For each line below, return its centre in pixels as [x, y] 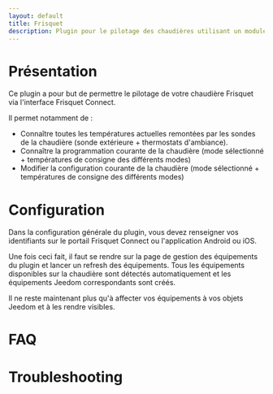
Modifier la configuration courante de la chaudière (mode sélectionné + [140, 168]
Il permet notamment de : [51, 118]
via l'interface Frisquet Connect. [62, 102]
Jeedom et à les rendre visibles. [62, 307]
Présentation [53, 71]
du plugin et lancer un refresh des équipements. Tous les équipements [127, 266]
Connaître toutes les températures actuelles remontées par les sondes [138, 134]
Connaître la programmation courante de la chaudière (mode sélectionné [142, 151]
